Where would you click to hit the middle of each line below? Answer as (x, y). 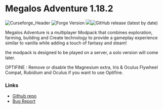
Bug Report (24, 101)
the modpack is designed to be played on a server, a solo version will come (82, 52)
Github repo (24, 96)
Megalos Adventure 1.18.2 (59, 9)
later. (10, 58)
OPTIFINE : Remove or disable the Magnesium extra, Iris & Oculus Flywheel (81, 67)
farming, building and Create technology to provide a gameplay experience (81, 37)
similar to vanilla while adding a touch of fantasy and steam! (66, 43)
